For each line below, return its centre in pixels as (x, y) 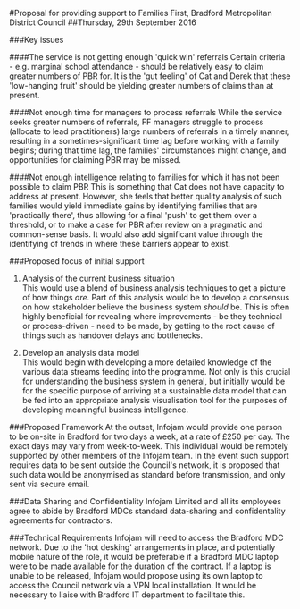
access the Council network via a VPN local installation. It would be (133, 585)
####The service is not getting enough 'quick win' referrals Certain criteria (147, 57)
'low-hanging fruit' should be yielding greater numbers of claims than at (142, 85)
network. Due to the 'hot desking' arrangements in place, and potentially (142, 547)
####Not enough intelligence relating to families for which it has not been (145, 177)
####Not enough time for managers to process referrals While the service (146, 112)
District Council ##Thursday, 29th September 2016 (103, 22)
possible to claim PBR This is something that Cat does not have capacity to (147, 186)
